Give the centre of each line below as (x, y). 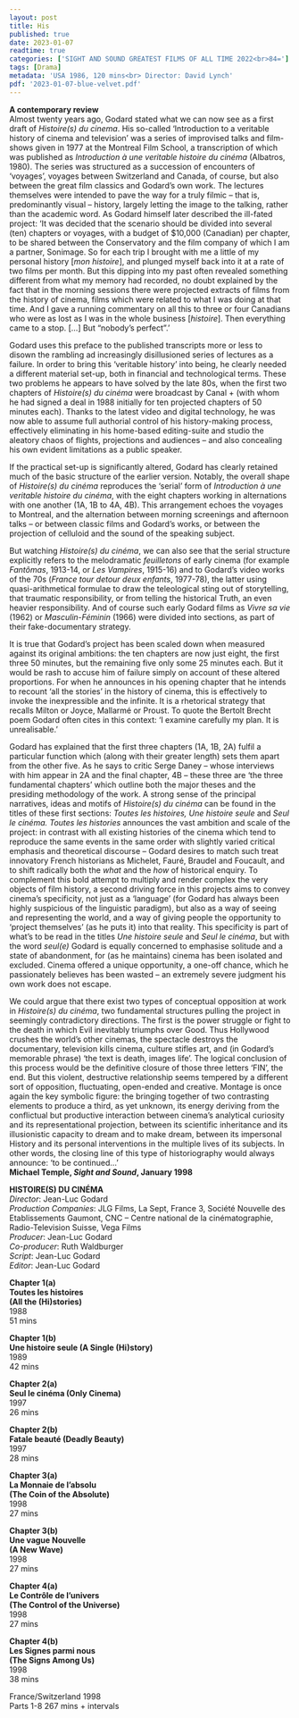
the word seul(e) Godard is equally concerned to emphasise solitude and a (146, 946)
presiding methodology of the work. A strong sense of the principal (133, 794)
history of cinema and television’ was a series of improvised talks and (137, 138)
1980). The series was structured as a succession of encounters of (133, 166)
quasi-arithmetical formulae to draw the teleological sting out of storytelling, (149, 588)
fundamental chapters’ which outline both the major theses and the (133, 784)
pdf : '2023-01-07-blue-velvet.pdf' (75, 84)
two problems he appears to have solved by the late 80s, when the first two (148, 383)
